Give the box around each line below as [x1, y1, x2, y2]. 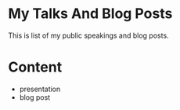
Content [8, 58, 63, 76]
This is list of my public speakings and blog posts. [8, 31, 170, 40]
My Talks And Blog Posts [8, 5, 173, 23]
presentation [19, 84, 61, 93]
